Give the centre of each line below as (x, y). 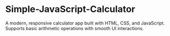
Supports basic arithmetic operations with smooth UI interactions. (75, 28)
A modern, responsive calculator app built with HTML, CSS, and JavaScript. (85, 23)
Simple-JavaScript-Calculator (70, 9)
